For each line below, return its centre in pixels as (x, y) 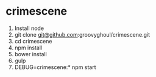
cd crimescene (33, 41)
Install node (29, 28)
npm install (28, 48)
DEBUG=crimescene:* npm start (55, 67)
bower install (30, 54)
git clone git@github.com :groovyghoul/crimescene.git (82, 34)
